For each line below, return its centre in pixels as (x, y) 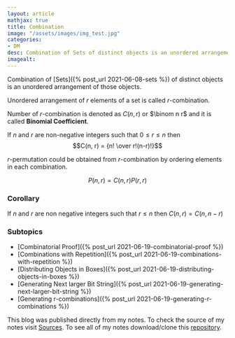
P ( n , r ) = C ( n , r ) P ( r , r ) (117, 180)
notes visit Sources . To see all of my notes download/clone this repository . (115, 328)
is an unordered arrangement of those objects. (74, 86)
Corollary (23, 198)
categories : (24, 40)
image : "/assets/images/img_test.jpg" (64, 33)
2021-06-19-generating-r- (174, 299)
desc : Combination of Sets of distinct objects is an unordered (103, 53)
